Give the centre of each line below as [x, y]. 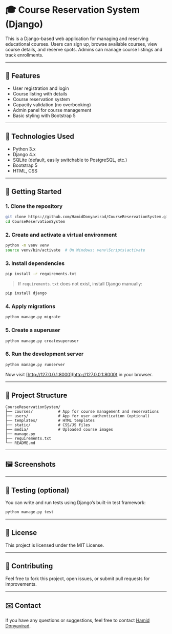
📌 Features [23, 76]
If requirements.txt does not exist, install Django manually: [80, 284]
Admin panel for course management [52, 110]
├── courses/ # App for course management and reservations [82, 412]
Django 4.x [24, 154]
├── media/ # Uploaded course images [59, 430]
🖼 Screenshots [31, 464]
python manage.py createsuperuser [42, 341]
